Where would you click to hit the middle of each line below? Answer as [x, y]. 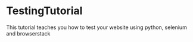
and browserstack [28, 33]
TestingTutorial [44, 11]
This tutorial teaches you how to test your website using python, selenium [97, 27]
